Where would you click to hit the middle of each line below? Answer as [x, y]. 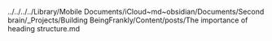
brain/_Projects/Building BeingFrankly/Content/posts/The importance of [128, 20]
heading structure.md [44, 29]
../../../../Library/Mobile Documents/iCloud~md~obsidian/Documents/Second [136, 12]
